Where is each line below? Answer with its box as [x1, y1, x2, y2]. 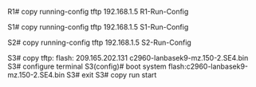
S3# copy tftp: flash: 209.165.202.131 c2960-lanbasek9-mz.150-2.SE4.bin [7, 53, 249, 62]
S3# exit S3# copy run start [66, 70, 157, 79]
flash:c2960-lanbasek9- [167, 61, 249, 71]
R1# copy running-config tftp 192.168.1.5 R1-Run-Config [7, 7, 189, 16]
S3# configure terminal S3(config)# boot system [7, 61, 167, 71]
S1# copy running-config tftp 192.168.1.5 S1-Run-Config [7, 22, 189, 31]
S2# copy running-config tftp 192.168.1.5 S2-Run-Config [7, 38, 192, 47]
